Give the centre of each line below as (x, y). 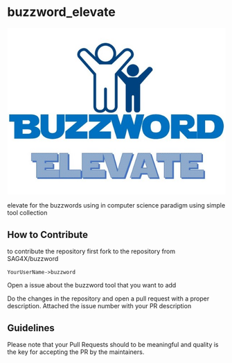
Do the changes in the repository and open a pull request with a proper (108, 298)
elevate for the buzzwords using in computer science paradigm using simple (116, 205)
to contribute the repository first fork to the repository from (91, 251)
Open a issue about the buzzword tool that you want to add (92, 285)
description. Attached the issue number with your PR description (99, 306)
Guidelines (31, 328)
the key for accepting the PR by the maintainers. (76, 352)
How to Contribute (48, 234)
